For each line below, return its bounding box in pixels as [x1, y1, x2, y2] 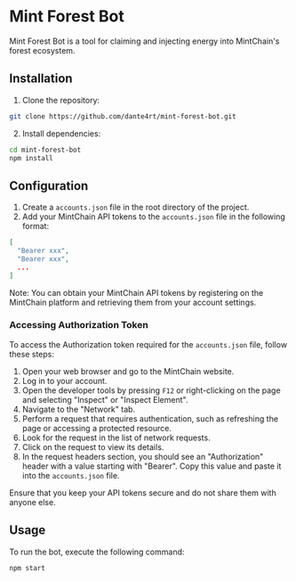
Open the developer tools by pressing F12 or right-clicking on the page [21, 385, 282, 396]
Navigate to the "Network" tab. [21, 404, 136, 414]
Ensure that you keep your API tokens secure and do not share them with [9, 487, 277, 498]
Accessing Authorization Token [9, 319, 148, 331]
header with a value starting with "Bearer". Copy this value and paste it [21, 461, 282, 471]
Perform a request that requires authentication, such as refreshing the [21, 413, 278, 424]
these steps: [9, 348, 55, 359]
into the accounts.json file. [21, 470, 120, 480]
